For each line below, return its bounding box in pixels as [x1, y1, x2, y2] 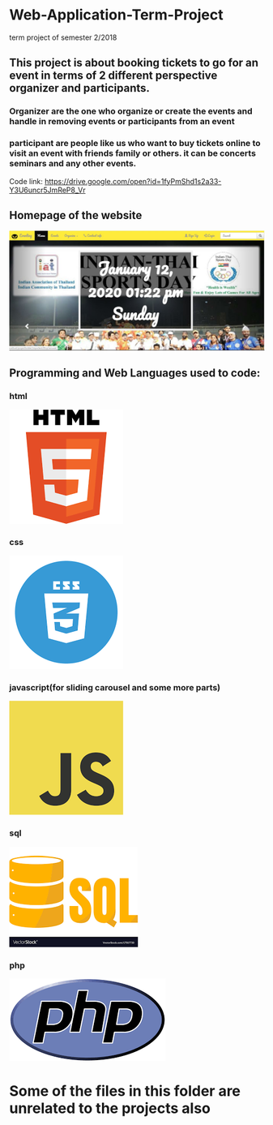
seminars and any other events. [9, 158, 137, 170]
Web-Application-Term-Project [9, 6, 224, 24]
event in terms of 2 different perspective [9, 69, 218, 83]
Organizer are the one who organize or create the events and [9, 105, 254, 117]
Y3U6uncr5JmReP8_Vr [9, 185, 86, 195]
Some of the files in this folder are [9, 1082, 241, 1101]
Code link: [9, 176, 44, 186]
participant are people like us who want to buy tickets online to [9, 138, 262, 149]
